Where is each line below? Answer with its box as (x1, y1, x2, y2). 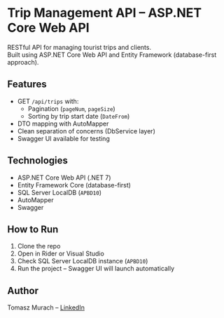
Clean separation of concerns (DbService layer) (17, 126, 155, 135)
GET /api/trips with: (17, 97, 79, 105)
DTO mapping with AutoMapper (17, 119, 109, 128)
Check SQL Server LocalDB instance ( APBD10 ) (17, 257, 148, 265)
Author (7, 284, 38, 296)
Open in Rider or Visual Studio (17, 249, 105, 258)
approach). (7, 58, 39, 66)
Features (7, 79, 47, 91)
